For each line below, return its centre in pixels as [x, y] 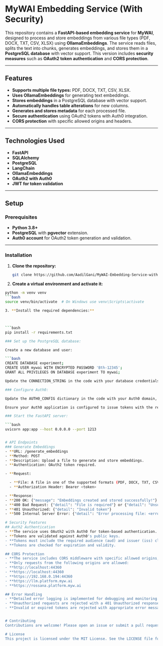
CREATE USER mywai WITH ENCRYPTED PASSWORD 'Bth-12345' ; [64, 368]
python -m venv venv [26, 293]
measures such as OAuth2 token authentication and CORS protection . [77, 58]
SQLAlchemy [26, 158]
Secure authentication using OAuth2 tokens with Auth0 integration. [80, 116]
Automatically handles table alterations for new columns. [71, 105]
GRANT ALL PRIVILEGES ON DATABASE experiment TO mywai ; [63, 373]
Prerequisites [21, 217]
